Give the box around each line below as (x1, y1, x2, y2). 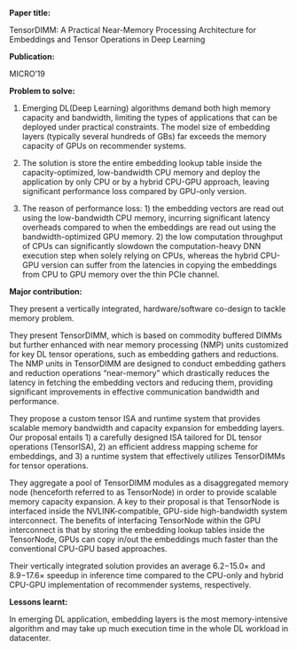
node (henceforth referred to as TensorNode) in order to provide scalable (9, 487, 277, 497)
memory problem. (9, 313, 74, 323)
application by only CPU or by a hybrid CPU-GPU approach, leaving (21, 176, 270, 187)
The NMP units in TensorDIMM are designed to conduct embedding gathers (9, 358, 286, 369)
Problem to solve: (9, 86, 75, 96)
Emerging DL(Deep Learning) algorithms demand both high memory (21, 103, 271, 114)
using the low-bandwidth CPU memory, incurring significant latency (21, 213, 270, 223)
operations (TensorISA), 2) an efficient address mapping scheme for (9, 442, 259, 451)
